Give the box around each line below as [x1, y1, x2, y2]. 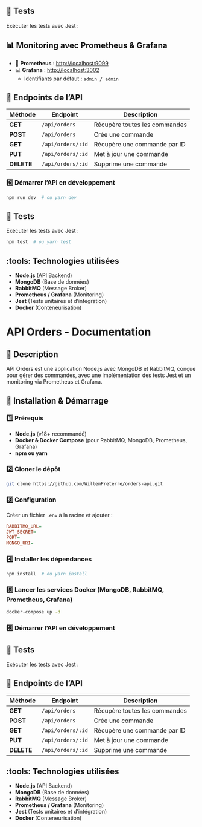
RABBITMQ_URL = [6, 523, 42, 529]
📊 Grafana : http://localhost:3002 [14, 66, 99, 73]
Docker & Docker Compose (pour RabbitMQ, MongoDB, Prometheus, [14, 436, 188, 443]
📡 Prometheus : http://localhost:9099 [14, 59, 109, 67]
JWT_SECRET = [6, 529, 36, 535]
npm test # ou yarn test [6, 239, 71, 245]
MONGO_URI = [6, 540, 34, 546]
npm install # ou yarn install [6, 571, 87, 577]
